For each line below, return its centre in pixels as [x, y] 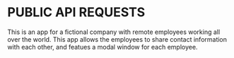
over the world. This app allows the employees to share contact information [117, 39]
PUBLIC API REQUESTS [76, 12]
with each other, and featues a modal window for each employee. [103, 47]
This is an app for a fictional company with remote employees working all [114, 32]
